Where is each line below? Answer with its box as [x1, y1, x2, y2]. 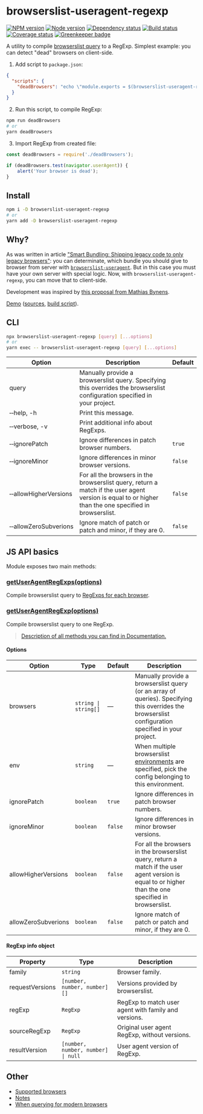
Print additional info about [79, 419, 153, 427]
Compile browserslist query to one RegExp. [6, 620, 114, 628]
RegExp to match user [117, 998, 180, 1006]
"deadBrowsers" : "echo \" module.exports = [17, 84, 126, 90]
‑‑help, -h [9, 409, 37, 417]
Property [19, 957, 46, 966]
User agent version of [117, 1042, 179, 1050]
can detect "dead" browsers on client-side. [6, 48, 114, 56]
